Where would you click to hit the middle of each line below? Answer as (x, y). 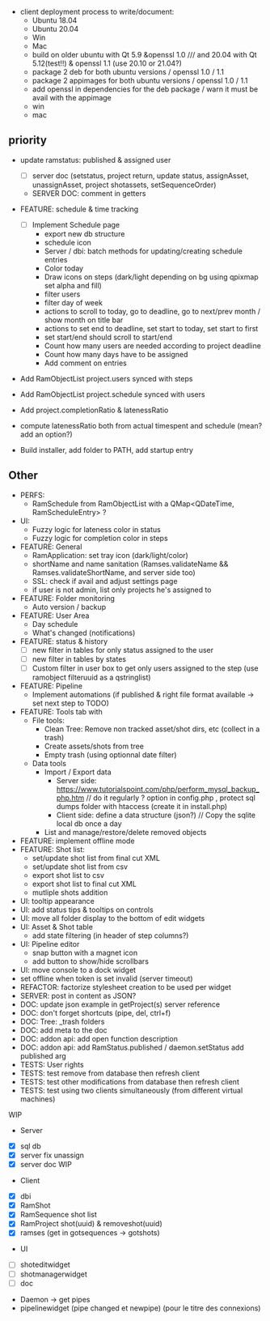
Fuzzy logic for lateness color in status (97, 529)
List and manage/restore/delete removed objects (126, 832)
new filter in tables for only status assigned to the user (123, 650)
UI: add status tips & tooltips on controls (86, 910)
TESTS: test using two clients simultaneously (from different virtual (131, 1090)
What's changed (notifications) (84, 633)
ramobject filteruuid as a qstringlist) (91, 677)
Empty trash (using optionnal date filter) (110, 754)
